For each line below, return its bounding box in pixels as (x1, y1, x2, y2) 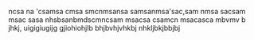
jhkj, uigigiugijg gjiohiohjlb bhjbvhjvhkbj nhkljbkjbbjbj (8, 24, 181, 32)
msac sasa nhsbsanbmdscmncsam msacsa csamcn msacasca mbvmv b (8, 15, 246, 24)
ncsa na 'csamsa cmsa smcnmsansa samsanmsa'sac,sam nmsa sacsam (8, 7, 246, 16)
